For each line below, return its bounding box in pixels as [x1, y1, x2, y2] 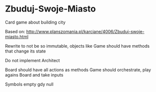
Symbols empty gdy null [5, 81, 53, 87]
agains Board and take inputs [5, 72, 64, 78]
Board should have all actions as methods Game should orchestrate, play [5, 66, 152, 73]
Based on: [5, 28, 25, 34]
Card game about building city [5, 19, 66, 25]
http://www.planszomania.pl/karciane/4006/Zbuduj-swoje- [26, 28, 145, 34]
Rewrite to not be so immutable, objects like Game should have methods [5, 43, 150, 49]
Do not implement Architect [5, 57, 60, 63]
